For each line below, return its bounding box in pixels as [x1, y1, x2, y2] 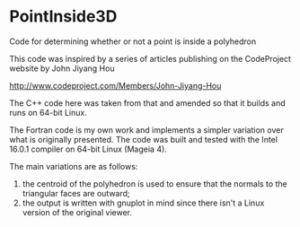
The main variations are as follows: [9, 161, 138, 171]
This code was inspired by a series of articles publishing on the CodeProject [9, 53, 292, 64]
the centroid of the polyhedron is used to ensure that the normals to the [22, 178, 287, 189]
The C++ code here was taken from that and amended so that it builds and [9, 97, 286, 109]
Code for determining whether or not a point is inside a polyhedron [9, 36, 257, 47]
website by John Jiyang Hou [9, 63, 115, 74]
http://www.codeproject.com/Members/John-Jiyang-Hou [9, 80, 222, 91]
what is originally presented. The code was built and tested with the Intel [9, 134, 278, 144]
